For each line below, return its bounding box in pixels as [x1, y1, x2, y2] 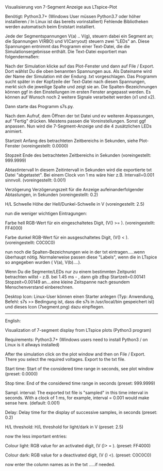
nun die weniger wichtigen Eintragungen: [5, 211, 87, 216]
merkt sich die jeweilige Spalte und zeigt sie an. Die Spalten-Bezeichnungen [5, 84, 157, 89]
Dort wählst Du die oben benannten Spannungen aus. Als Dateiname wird [5, 68, 152, 74]
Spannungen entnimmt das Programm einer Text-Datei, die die [5, 44, 130, 49]
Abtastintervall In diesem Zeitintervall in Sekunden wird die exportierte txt [5, 167, 152, 173]
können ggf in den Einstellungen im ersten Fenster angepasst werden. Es [5, 89, 151, 95]
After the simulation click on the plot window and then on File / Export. [5, 351, 146, 357]
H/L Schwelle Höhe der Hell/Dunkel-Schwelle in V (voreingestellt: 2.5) [5, 201, 145, 207]
